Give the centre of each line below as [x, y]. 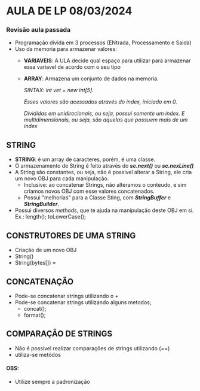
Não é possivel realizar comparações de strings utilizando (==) [92, 348]
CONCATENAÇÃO [40, 282]
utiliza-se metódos [38, 354]
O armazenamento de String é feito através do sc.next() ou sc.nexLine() [104, 166]
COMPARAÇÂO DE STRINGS [59, 334]
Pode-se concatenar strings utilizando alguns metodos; [83, 302]
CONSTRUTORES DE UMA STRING [71, 236]
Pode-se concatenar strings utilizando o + [67, 296]
